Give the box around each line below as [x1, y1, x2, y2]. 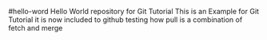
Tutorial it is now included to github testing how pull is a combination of [8, 15, 243, 24]
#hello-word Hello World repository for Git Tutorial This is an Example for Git [8, 7, 260, 16]
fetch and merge [8, 24, 63, 32]
